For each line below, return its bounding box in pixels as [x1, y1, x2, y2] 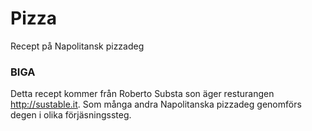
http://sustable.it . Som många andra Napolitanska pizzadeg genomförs [10, 98, 302, 111]
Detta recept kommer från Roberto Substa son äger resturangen [10, 88, 275, 100]
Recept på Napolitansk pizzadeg [10, 40, 145, 52]
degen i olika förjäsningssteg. [10, 109, 132, 121]
